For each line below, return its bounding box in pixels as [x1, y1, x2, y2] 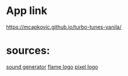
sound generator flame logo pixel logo [6, 63, 99, 70]
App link [6, 4, 48, 18]
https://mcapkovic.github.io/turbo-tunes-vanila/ [6, 23, 122, 30]
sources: [6, 44, 50, 57]
